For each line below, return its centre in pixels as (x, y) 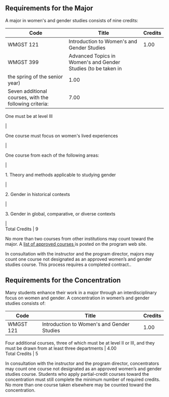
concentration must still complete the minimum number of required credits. (83, 379)
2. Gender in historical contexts (38, 194)
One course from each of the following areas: (52, 155)
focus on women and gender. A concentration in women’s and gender (77, 298)
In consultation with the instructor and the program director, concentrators (82, 363)
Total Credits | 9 (22, 229)
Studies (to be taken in (95, 69)
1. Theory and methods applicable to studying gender (61, 175)
